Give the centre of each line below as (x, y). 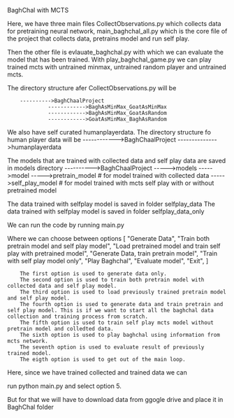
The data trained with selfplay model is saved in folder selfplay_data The (111, 204)
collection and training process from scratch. (78, 316)
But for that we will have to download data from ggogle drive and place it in (115, 399)
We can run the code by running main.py (66, 225)
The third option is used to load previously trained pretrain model (123, 292)
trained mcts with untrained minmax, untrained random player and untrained (117, 67)
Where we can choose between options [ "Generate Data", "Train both (109, 238)
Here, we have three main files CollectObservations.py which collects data (114, 23)
